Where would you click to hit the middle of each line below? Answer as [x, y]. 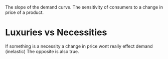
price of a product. [25, 12]
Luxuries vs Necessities [56, 32]
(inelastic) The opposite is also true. [42, 51]
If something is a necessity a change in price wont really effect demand [79, 46]
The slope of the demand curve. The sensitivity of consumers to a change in [84, 7]
